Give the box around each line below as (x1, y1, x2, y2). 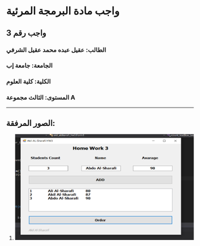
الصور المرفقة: (6, 118, 55, 128)
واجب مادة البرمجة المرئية (6, 4, 120, 18)
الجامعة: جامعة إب (6, 61, 53, 70)
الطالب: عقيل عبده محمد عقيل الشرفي (6, 46, 107, 54)
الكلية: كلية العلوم (6, 77, 51, 86)
